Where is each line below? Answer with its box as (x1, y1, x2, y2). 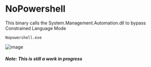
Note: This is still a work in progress (5, 55, 83, 61)
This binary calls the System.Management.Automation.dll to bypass (5, 20, 146, 26)
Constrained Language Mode (5, 25, 66, 31)
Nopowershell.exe (5, 35, 42, 40)
